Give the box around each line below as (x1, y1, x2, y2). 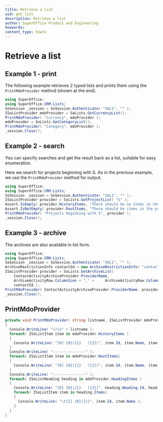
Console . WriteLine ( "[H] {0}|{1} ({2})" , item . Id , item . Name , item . (14, 340, 160, 345)
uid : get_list (5, 12, 34, 16)
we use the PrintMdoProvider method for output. (5, 174, 102, 180)
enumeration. (5, 160, 32, 166)
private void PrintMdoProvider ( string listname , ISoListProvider (5, 318, 142, 323)
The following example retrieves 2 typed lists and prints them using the (5, 83, 147, 88)
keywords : (5, 25, 25, 30)
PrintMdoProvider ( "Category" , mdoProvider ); (5, 124, 101, 129)
